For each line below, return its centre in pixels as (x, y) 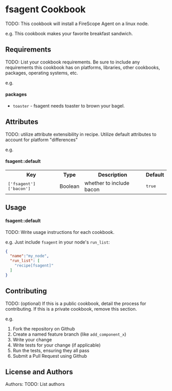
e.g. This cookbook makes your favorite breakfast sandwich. (69, 33)
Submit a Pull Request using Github (50, 356)
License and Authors (39, 372)
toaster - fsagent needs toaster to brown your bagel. (69, 105)
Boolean (70, 186)
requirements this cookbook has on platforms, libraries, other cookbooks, (83, 67)
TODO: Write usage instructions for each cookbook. (60, 232)
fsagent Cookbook (46, 9)
